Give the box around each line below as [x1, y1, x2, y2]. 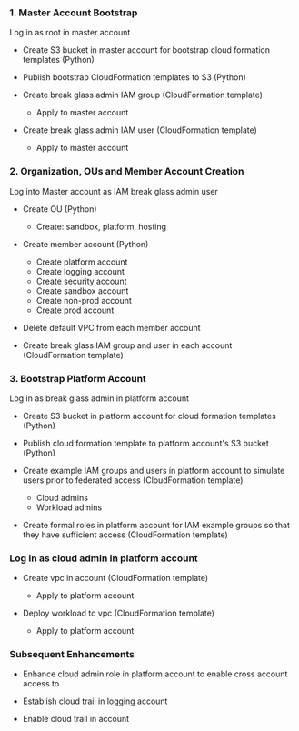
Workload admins [35, 502, 103, 513]
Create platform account [35, 256, 128, 267]
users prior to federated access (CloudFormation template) [22, 475, 244, 486]
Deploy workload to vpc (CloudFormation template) [22, 607, 215, 619]
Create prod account [35, 305, 115, 315]
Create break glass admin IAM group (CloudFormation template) [22, 89, 264, 101]
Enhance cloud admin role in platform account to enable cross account [22, 668, 288, 679]
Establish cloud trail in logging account [22, 696, 168, 706]
